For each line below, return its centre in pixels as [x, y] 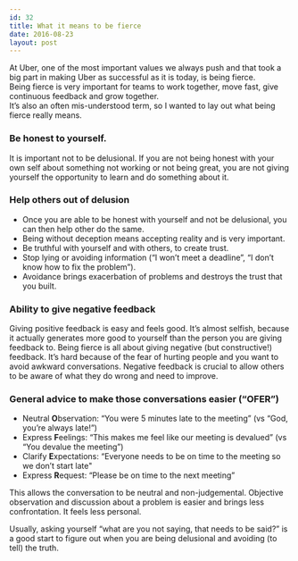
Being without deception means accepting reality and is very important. [153, 239]
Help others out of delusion [70, 200]
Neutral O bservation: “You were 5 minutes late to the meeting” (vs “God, [155, 419]
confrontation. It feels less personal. [75, 512]
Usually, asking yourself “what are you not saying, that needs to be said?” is [149, 529]
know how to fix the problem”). [79, 267]
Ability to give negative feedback [83, 309]
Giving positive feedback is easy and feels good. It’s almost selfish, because [149, 329]
